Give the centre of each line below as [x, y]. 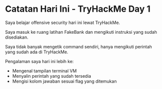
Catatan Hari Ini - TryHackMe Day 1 [78, 9]
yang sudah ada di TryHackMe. [37, 52]
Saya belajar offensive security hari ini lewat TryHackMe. [63, 22]
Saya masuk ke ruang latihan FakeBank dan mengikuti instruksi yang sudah [81, 32]
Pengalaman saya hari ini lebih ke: [40, 61]
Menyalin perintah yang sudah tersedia [52, 76]
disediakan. [17, 37]
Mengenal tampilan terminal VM [44, 71]
